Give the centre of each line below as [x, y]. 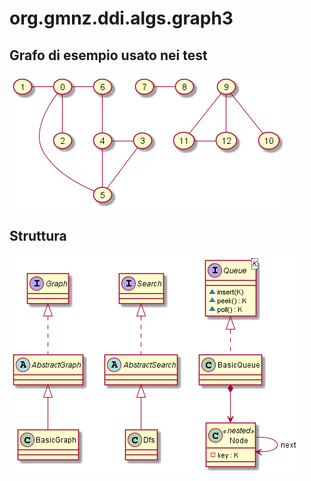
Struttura [38, 236]
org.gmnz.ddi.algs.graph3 [121, 18]
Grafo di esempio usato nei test [108, 55]
